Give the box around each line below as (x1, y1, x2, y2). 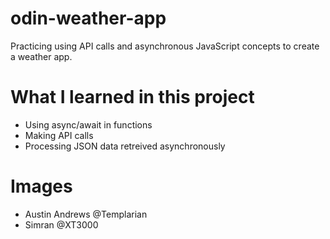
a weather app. (10, 50, 73, 62)
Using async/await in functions (24, 118, 153, 131)
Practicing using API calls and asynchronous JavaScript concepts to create (10, 40, 320, 52)
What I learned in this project (10, 86, 255, 109)
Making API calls (24, 129, 94, 141)
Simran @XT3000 (24, 218, 99, 231)
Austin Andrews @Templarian (24, 208, 148, 220)
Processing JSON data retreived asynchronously (24, 140, 226, 152)
